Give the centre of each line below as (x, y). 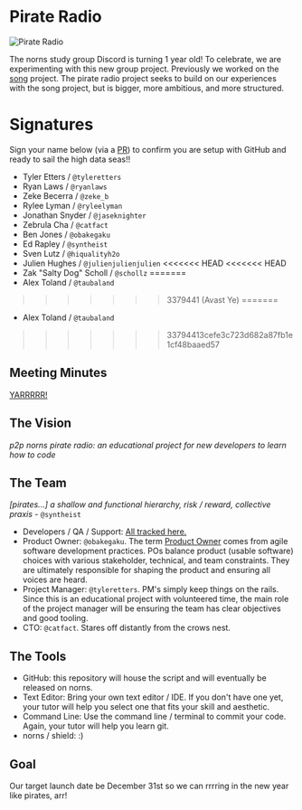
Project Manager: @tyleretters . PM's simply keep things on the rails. (151, 589)
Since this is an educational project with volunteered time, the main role (156, 599)
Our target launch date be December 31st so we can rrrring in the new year (149, 786)
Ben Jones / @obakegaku (66, 234)
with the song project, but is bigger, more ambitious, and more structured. (147, 88)
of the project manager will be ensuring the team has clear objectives (152, 608)
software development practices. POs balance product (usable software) (158, 551)
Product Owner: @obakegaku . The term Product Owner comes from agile (155, 542)
